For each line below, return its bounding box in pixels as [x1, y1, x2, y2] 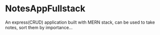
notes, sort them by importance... [5, 24, 73, 30]
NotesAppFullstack [5, 3, 86, 14]
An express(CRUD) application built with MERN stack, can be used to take [5, 19, 155, 25]
